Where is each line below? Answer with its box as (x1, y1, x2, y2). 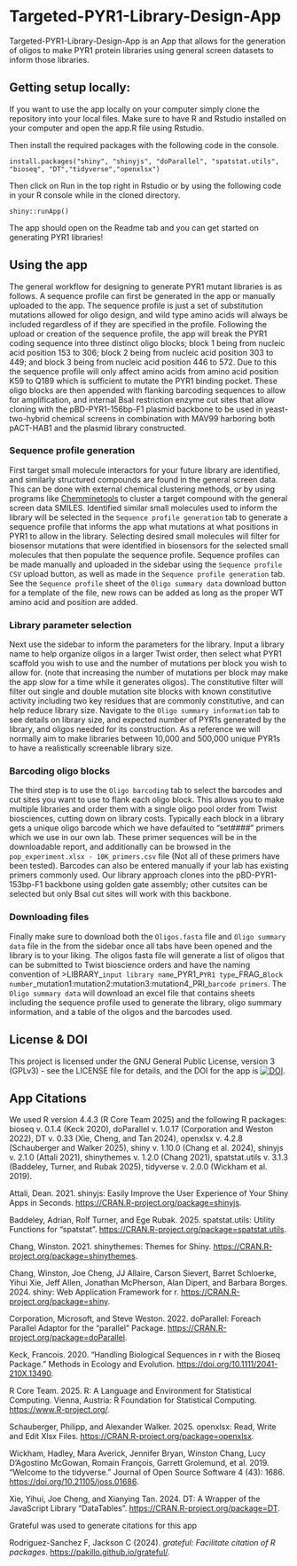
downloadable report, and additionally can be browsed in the (9, 841, 231, 853)
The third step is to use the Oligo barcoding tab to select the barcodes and (9, 785, 283, 796)
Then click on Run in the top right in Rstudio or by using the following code (9, 180, 282, 191)
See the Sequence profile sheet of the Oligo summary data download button (9, 578, 286, 588)
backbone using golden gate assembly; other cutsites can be (44, 879, 268, 890)
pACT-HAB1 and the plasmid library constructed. (9, 422, 186, 433)
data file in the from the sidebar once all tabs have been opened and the (9, 940, 273, 951)
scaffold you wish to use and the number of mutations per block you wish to (9, 658, 287, 669)
